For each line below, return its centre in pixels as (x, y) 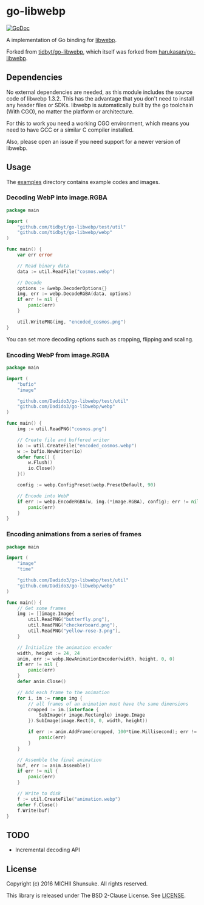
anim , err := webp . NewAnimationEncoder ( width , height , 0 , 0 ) (96, 659)
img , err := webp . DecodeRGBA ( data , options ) (74, 294)
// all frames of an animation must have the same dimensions (108, 704)
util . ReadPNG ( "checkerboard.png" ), (73, 625)
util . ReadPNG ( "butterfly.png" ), (69, 620)
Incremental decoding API (47, 850)
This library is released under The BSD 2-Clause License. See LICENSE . (96, 896)
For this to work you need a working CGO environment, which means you (98, 123)
